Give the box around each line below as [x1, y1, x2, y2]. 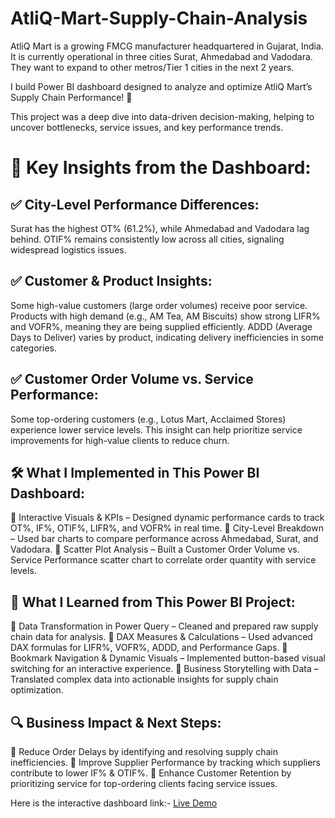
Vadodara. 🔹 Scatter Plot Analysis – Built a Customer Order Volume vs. [10, 543, 300, 556]
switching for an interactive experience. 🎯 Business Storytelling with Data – [10, 663, 319, 675]
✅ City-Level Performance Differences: [10, 196, 260, 213]
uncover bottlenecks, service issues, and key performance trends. [10, 121, 284, 133]
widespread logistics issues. [10, 243, 127, 256]
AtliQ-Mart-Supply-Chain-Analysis [10, 7, 308, 30]
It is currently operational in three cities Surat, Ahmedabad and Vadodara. [10, 50, 313, 62]
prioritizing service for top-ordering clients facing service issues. [10, 778, 278, 789]
